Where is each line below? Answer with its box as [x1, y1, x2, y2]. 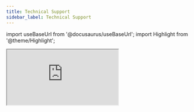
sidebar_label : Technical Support [6, 14, 92, 20]
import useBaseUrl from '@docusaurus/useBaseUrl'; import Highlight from [6, 30, 188, 37]
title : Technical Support [6, 8, 70, 15]
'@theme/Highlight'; [6, 37, 55, 44]
